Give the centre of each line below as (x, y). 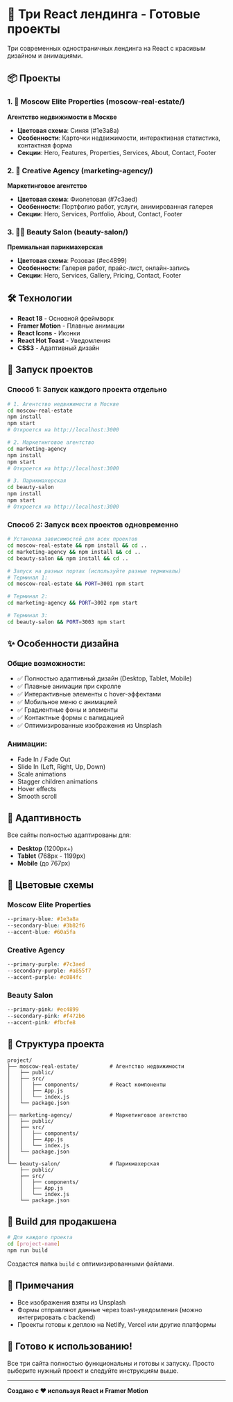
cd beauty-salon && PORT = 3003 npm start (67, 622)
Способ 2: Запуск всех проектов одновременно (93, 525)
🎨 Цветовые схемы (51, 885)
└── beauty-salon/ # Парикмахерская (83, 1164)
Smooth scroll (37, 796)
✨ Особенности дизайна (63, 644)
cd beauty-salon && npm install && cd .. (68, 558)
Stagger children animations (58, 781)
